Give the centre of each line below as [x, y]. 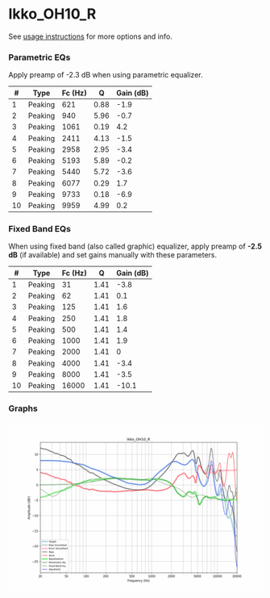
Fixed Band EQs [39, 228]
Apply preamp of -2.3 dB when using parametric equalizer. [106, 75]
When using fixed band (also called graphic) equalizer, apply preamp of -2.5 [135, 246]
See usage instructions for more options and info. [91, 36]
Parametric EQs [39, 57]
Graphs [23, 408]
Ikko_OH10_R [52, 14]
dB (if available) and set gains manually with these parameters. [113, 255]
